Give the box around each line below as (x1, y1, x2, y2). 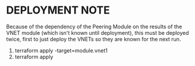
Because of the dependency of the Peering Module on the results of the (6, 23, 183, 30)
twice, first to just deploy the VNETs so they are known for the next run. (6, 35, 181, 42)
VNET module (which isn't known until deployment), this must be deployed (6, 29, 189, 36)
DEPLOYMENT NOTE (6, 4, 110, 17)
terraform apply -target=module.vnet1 (14, 47, 108, 54)
